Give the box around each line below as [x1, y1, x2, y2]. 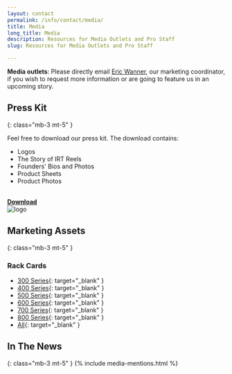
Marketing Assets [7, 225, 86, 237]
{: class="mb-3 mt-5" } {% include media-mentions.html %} [7, 359, 179, 367]
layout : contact [7, 10, 54, 17]
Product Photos [17, 177, 62, 185]
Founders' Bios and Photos [17, 162, 95, 170]
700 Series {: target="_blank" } [17, 305, 104, 314]
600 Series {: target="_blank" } [17, 299, 105, 307]
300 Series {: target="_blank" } [17, 276, 105, 285]
